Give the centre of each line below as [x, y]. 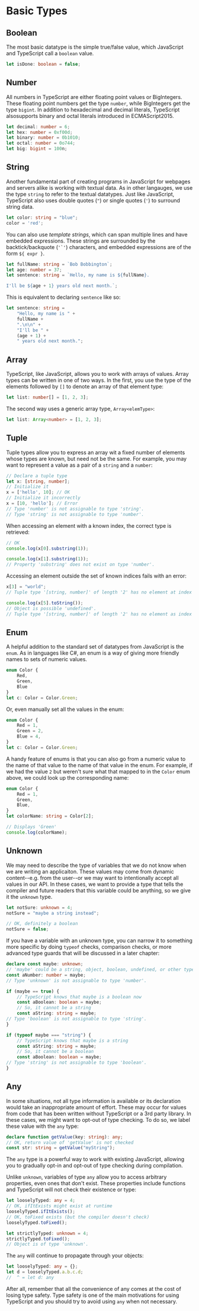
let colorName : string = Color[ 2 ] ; [50, 816]
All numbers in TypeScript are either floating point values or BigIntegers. [94, 97]
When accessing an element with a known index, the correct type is [89, 525]
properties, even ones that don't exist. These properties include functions [96, 1184]
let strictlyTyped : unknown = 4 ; [47, 1233]
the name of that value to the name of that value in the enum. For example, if [99, 765]
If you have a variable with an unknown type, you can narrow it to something [99, 940]
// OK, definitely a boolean [42, 924]
